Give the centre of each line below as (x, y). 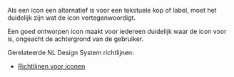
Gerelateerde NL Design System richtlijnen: (71, 53)
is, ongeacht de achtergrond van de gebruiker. (76, 39)
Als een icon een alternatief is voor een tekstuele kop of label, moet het (112, 10)
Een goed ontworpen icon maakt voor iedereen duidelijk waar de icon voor (117, 31)
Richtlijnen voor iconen (51, 66)
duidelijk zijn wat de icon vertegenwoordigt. (72, 18)
